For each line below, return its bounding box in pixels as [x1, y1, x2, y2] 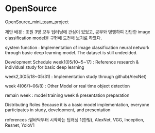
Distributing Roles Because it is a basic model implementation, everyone [5, 102, 150, 107]
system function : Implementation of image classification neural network [5, 44, 150, 50]
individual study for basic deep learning [5, 64, 85, 70]
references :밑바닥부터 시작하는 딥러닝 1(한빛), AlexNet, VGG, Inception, [5, 117, 145, 122]
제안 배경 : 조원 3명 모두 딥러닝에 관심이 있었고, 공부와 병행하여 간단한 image [5, 29, 151, 34]
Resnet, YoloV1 [5, 122, 35, 128]
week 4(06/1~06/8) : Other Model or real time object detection [5, 83, 130, 89]
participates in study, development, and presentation [5, 107, 111, 113]
